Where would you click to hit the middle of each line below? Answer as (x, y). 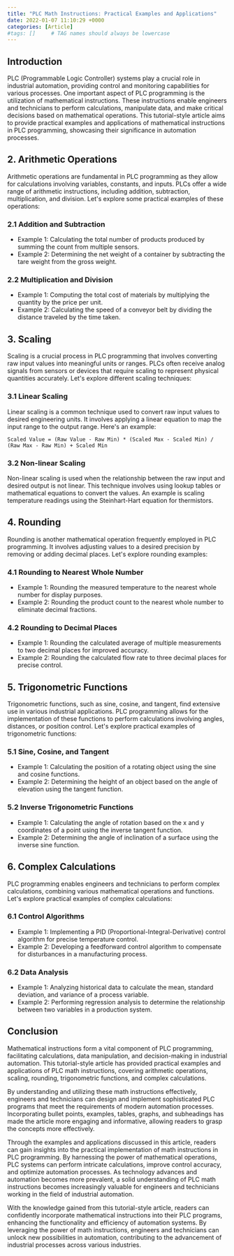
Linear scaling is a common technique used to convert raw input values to (114, 411)
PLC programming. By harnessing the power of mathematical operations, (112, 1157)
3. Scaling (29, 339)
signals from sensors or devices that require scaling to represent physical (113, 371)
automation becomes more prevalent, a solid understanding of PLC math (112, 1179)
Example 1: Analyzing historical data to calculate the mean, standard (115, 987)
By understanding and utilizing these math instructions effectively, (102, 1091)
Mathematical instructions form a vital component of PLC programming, (110, 1048)
